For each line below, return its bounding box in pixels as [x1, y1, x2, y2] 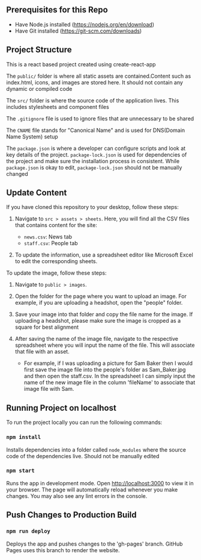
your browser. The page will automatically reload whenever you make [6, 486, 178, 493]
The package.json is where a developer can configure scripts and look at [6, 145, 186, 152]
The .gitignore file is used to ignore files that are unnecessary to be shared [6, 114, 194, 122]
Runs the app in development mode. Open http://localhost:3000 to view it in [6, 479, 194, 487]
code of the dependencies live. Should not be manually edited [6, 452, 160, 459]
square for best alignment [14, 323, 79, 331]
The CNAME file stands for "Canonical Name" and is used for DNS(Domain [6, 126, 185, 134]
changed [6, 170, 28, 177]
